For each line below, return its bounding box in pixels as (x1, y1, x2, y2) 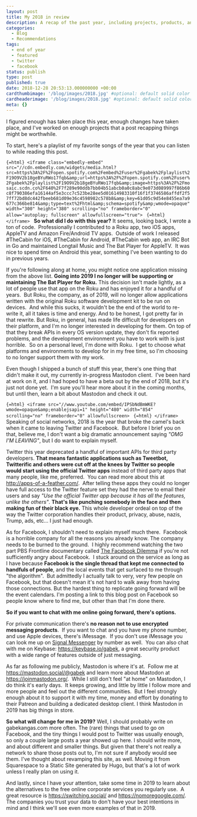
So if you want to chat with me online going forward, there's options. (6, 609, 176, 616)
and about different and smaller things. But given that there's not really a (6, 743, 181, 750)
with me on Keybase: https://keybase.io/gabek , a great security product (6, 645, 180, 652)
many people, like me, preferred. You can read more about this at (6, 473, 165, 480)
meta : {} (6, 101, 28, 108)
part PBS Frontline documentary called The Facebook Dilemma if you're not (6, 547, 189, 554)
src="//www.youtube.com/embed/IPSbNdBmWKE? (47, 401, 157, 407)
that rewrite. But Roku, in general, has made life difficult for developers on (6, 316, 185, 323)
